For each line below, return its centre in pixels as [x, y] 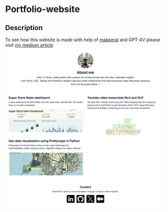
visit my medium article [29, 45]
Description [24, 28]
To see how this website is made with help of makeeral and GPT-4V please [83, 40]
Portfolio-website [43, 9]
